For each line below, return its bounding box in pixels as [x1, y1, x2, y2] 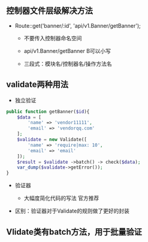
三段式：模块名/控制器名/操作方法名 [23, 60, 112, 67]
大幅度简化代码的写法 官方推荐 [23, 194, 99, 202]
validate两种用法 [6, 79, 69, 90]
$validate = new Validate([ [17, 137, 87, 143]
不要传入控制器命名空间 [23, 34, 82, 42]
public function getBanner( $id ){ [6, 108, 90, 114]
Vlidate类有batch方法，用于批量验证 [6, 226, 143, 237]
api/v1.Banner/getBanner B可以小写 [23, 47, 111, 54]
